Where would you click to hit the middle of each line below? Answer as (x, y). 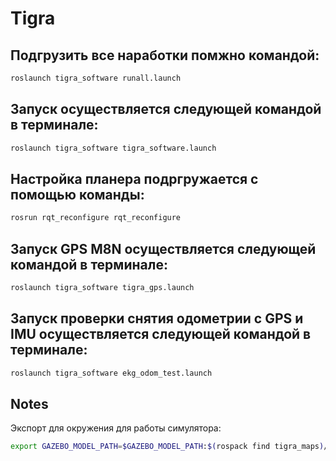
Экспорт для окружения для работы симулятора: (116, 428)
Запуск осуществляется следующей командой (166, 109)
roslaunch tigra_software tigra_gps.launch (102, 288)
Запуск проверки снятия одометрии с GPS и (157, 318)
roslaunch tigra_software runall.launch (96, 78)
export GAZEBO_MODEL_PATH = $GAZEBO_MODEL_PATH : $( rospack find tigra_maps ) (167, 447)
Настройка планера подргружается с (134, 178)
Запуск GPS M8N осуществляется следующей (163, 248)
